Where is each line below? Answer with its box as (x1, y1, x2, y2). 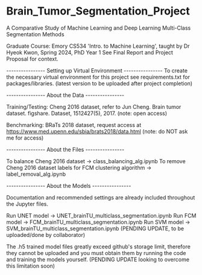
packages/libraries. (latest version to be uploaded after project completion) (6, 80, 193, 87)
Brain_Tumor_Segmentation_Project (6, 4, 190, 18)
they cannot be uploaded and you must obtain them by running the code (6, 249, 186, 256)
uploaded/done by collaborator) (6, 231, 86, 238)
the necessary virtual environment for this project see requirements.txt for (6, 73, 191, 80)
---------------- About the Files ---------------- (6, 146, 125, 153)
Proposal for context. (6, 55, 58, 62)
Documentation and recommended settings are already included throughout (6, 193, 195, 201)
